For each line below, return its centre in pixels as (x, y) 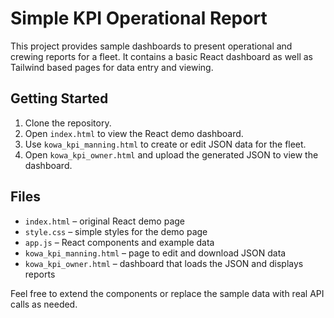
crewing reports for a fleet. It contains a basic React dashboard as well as (161, 56)
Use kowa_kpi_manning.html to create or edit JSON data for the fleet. (165, 144)
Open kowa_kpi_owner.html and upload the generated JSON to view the (171, 154)
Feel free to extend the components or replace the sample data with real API (167, 293)
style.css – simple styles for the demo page (116, 231)
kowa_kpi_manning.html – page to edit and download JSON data (155, 253)
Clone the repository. (68, 123)
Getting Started (59, 98)
